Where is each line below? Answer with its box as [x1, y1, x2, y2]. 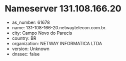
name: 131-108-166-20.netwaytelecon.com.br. [11, 24, 107, 30]
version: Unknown [11, 46, 49, 52]
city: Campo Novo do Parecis [11, 30, 72, 36]
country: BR [11, 35, 36, 41]
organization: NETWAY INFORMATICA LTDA [11, 40, 102, 46]
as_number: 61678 [11, 19, 50, 25]
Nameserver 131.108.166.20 [4, 3, 121, 14]
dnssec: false [11, 51, 40, 57]
